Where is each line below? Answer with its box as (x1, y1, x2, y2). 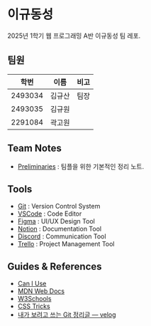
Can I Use (17, 279, 47, 288)
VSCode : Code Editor (17, 209, 82, 218)
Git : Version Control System (17, 202, 101, 211)
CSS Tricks (17, 302, 51, 310)
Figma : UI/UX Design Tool (17, 217, 96, 226)
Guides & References (7, 261, 102, 273)
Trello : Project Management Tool (17, 240, 115, 248)
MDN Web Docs (17, 287, 65, 295)
